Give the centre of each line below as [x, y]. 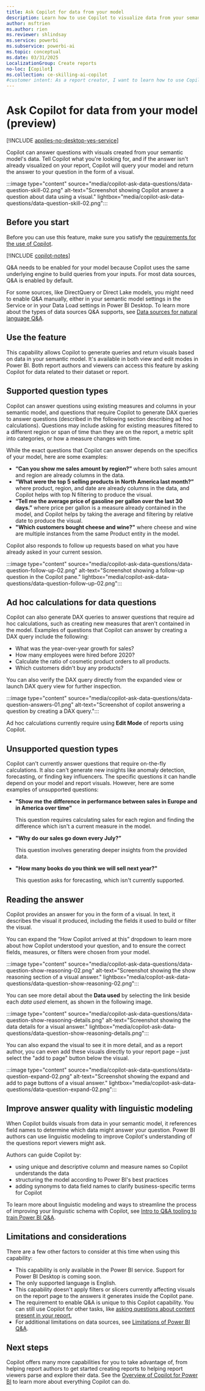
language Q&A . [25, 318]
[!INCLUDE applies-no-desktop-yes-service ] [63, 141]
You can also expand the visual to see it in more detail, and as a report [95, 1045]
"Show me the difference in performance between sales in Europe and [106, 802]
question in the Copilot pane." [44, 576]
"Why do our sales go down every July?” [68, 838]
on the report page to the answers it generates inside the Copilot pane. [104, 1296]
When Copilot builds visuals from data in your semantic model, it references [102, 1123]
